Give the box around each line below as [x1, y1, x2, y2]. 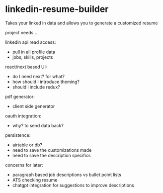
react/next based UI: [5, 64, 47, 70]
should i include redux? [12, 84, 61, 90]
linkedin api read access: [5, 39, 56, 45]
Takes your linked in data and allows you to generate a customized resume [5, 20, 158, 26]
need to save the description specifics [12, 152, 91, 158]
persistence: [5, 132, 31, 138]
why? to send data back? [12, 122, 64, 128]
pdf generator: [5, 94, 35, 99]
